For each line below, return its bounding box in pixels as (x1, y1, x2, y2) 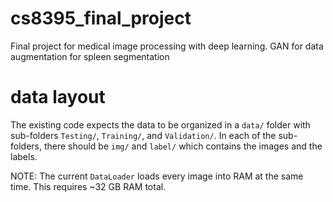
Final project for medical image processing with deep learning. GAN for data (10, 40, 324, 52)
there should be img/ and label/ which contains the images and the (43, 140, 323, 152)
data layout (10, 86, 106, 109)
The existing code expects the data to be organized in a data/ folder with (10, 118, 311, 131)
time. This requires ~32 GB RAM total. (10, 180, 167, 192)
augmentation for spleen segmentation (10, 50, 170, 62)
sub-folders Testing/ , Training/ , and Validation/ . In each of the (10, 129, 277, 141)
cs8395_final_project (10, 7, 192, 30)
